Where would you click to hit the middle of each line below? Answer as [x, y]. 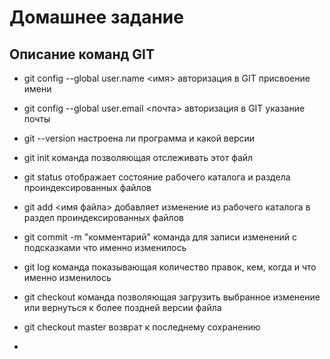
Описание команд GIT [82, 54]
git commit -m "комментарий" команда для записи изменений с [160, 237]
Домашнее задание [96, 17]
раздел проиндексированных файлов [103, 217]
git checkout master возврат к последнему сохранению [142, 327]
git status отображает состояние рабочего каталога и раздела [157, 177]
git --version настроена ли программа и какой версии [139, 138]
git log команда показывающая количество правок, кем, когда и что [170, 267]
